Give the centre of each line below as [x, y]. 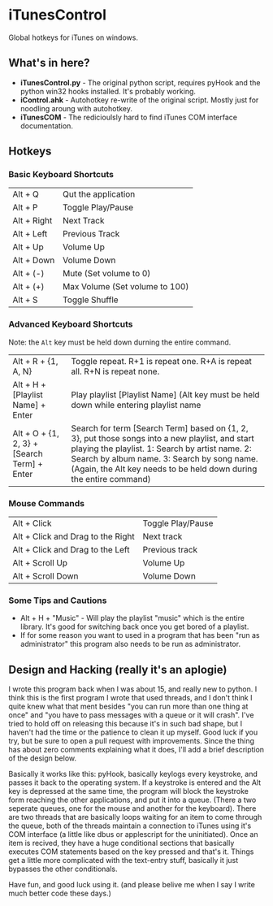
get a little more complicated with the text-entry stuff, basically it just [123, 860]
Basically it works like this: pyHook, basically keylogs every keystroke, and [133, 774]
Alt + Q [26, 194]
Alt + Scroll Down [45, 576]
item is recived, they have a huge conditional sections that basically [121, 843]
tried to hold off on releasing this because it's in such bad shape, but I [125, 724]
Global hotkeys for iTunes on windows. [73, 37]
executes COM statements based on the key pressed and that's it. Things [131, 852]
